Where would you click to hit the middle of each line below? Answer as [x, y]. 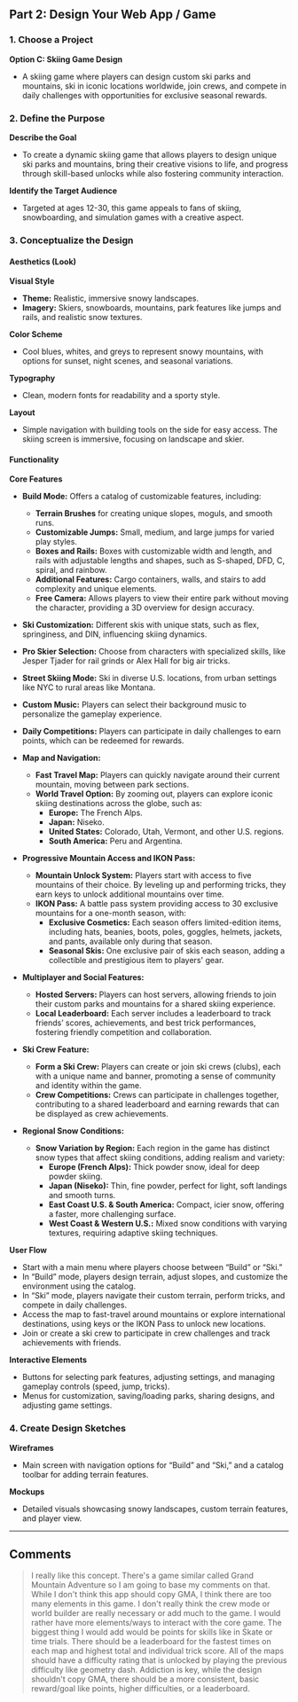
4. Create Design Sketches [68, 1429]
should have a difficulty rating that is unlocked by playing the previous [159, 1660]
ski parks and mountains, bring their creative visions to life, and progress [155, 164]
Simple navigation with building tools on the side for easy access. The [149, 430]
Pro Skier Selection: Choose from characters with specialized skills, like [154, 652]
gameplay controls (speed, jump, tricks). [96, 1386]
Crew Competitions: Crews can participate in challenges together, [157, 1095]
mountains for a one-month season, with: [110, 914]
